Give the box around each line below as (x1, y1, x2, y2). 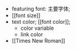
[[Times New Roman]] (11, 37, 65, 44)
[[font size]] (11, 12, 41, 19)
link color (20, 31, 43, 37)
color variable (20, 24, 54, 32)
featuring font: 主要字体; (11, 5, 71, 12)
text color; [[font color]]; (11, 18, 71, 25)
